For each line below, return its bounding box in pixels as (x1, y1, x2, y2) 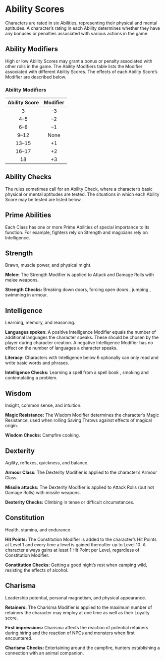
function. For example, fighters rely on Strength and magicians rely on (5, 229, 148, 235)
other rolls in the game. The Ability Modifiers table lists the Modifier (5, 63, 143, 69)
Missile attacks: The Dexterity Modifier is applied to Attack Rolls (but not (5, 484, 155, 490)
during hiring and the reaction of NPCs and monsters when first (5, 630, 135, 636)
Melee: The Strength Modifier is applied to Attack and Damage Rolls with (5, 272, 154, 278)
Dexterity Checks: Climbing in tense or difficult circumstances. (5, 499, 135, 505)
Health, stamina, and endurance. (5, 526, 72, 532)
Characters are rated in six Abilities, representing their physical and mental (5, 20, 158, 26)
